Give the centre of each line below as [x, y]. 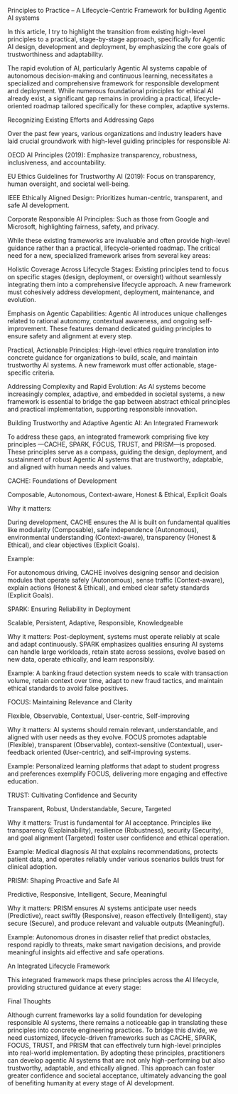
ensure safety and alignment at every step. [70, 336]
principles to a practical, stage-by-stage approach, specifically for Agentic [117, 39]
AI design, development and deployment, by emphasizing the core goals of [117, 47]
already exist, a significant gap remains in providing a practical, [100, 98]
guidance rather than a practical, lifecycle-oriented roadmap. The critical [114, 248]
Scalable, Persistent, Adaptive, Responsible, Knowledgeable [95, 623]
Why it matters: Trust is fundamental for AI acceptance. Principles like [109, 823]
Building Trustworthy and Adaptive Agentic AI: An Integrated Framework [113, 423]
